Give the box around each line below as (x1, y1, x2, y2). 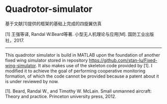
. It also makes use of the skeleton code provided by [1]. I (35, 62, 153, 68)
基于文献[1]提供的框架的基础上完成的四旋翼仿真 (5, 20, 102, 26)
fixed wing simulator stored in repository (5, 57, 88, 63)
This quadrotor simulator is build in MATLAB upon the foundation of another (5, 52, 161, 58)
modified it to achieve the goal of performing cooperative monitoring (5, 68, 146, 74)
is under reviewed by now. (5, 78, 59, 84)
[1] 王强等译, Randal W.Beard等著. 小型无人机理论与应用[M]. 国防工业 (5, 31, 146, 37)
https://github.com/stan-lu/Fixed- (88, 57, 158, 63)
